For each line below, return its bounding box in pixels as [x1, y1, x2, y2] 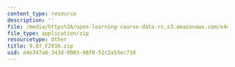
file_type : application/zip [7, 29, 90, 37]
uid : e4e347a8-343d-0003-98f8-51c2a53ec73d [7, 50, 136, 57]
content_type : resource [7, 10, 77, 17]
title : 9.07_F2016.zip [7, 43, 73, 50]
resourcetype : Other [7, 36, 68, 43]
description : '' [7, 17, 55, 24]
